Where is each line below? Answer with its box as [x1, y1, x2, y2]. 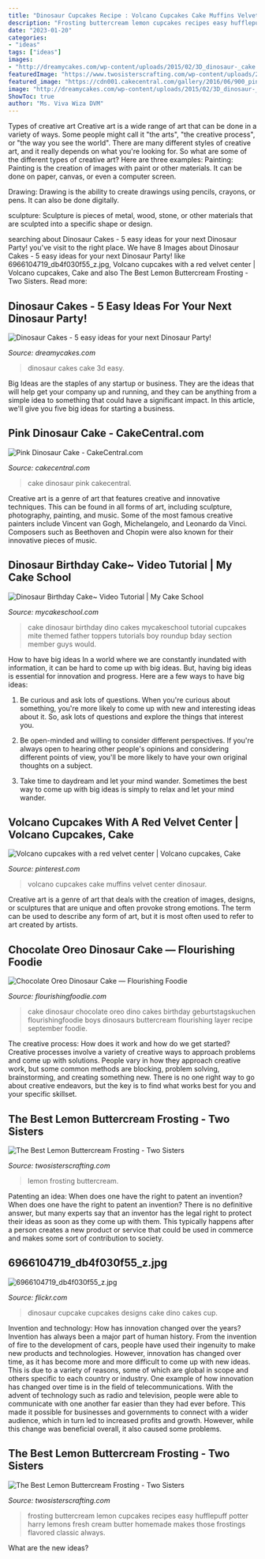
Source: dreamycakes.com [8, 348, 96, 357]
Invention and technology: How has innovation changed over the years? [8, 1323, 241, 1332]
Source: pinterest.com [8, 864, 80, 874]
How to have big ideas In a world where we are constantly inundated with [8, 654, 247, 664]
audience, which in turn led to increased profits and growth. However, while [8, 1415, 254, 1425]
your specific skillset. [8, 1090, 77, 1099]
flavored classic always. [27, 1527, 106, 1537]
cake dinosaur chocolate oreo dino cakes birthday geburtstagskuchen [27, 1007, 256, 1016]
